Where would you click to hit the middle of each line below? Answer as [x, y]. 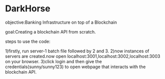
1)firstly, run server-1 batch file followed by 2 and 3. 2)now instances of [77, 51]
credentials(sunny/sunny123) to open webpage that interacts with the [76, 67]
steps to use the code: [28, 41]
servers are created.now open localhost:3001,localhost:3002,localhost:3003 [83, 56]
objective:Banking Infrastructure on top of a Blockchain [61, 22]
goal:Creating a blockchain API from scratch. [50, 32]
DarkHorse [28, 9]
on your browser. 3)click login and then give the [53, 61]
